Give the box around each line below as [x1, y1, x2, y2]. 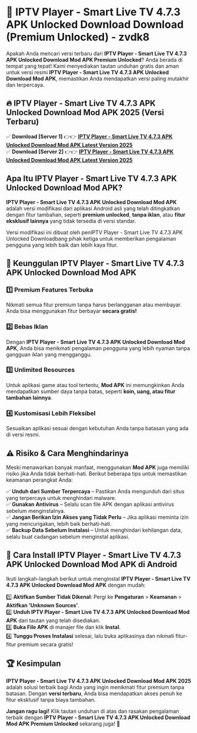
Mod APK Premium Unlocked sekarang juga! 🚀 [6, 720, 121, 727]
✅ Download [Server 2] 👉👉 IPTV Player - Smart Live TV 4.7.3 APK [6, 148, 174, 155]
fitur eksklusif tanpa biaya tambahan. [6, 696, 96, 703]
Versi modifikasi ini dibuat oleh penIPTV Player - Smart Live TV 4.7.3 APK [6, 228, 183, 235]
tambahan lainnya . [6, 394, 53, 401]
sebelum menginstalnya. [6, 507, 66, 514]
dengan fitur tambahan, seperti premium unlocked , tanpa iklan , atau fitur [6, 211, 186, 218]
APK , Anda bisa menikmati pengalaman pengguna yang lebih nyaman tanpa [6, 345, 190, 352]
